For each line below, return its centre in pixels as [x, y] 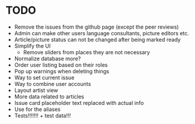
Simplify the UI [32, 46]
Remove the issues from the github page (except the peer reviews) [96, 27]
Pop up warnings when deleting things [62, 71]
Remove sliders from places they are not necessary [86, 52]
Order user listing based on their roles [61, 65]
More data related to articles [49, 97]
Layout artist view [36, 90]
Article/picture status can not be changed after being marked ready [97, 39]
